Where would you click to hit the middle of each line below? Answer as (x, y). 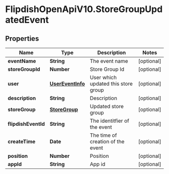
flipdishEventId (26, 124)
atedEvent (27, 20)
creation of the (107, 142)
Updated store (107, 106)
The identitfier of (109, 121)
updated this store (111, 84)
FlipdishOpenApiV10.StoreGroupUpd (84, 9)
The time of (103, 135)
